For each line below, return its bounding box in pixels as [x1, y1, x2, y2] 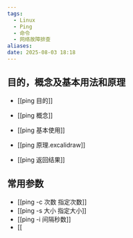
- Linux [13, 17, 36, 24]
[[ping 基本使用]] [17, 126, 65, 134]
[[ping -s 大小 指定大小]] [17, 206, 87, 214]
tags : [7, 10, 23, 17]
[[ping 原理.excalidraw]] [17, 141, 86, 149]
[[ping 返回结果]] [17, 155, 65, 164]
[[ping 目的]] [17, 96, 53, 104]
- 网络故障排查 [13, 36, 51, 43]
